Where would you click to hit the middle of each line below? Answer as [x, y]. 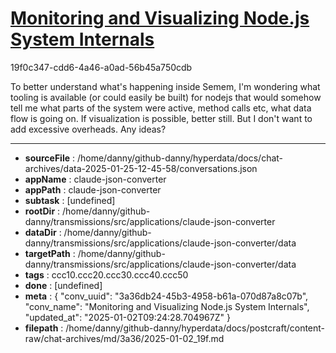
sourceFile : [50, 158]
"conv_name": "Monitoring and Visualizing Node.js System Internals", [167, 306]
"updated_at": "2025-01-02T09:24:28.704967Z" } [127, 317]
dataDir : [43, 232]
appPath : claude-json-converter [93, 189]
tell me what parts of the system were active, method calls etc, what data [161, 108]
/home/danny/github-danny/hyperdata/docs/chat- [180, 158]
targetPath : [50, 253]
